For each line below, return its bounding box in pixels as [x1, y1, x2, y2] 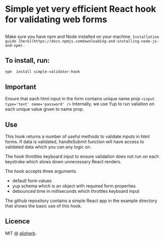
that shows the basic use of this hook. [5, 203, 82, 209]
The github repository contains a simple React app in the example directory [5, 198, 158, 204]
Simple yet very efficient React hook [5, 3, 156, 15]
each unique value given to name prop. [5, 106, 84, 112]
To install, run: [5, 56, 50, 64]
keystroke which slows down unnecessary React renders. [5, 159, 122, 165]
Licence [5, 217, 30, 226]
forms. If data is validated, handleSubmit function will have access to [5, 139, 144, 145]
